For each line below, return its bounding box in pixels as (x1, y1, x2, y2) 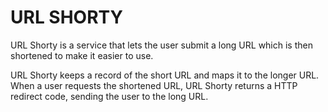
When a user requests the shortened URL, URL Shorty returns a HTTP (10, 79, 298, 91)
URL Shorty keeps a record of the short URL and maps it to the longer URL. (10, 69, 320, 81)
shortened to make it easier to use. (10, 49, 154, 61)
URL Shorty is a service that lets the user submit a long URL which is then (10, 39, 313, 51)
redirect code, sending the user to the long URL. (10, 90, 209, 102)
